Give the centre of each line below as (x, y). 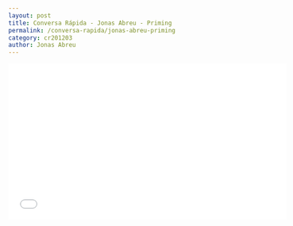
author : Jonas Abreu (42, 45)
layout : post (30, 15)
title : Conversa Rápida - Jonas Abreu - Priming (90, 23)
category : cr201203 (40, 38)
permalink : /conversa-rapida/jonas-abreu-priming (92, 30)
